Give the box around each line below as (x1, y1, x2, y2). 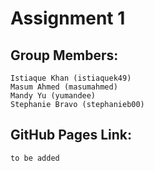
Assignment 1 (10, 7, 126, 30)
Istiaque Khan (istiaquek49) (10, 73, 132, 83)
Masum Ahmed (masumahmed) (10, 82, 118, 92)
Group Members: (10, 47, 119, 64)
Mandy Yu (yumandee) (10, 91, 97, 101)
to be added (10, 153, 60, 163)
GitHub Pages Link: (10, 127, 133, 144)
